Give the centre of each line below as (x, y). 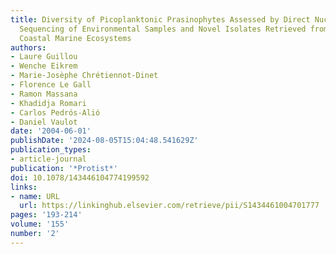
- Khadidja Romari (48, 103)
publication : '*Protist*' (64, 168)
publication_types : (51, 150)
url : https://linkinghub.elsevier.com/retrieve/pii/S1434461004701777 (169, 206)
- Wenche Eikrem (44, 66)
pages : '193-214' (46, 215)
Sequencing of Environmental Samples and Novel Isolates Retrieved (163, 29)
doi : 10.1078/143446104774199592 (80, 177)
